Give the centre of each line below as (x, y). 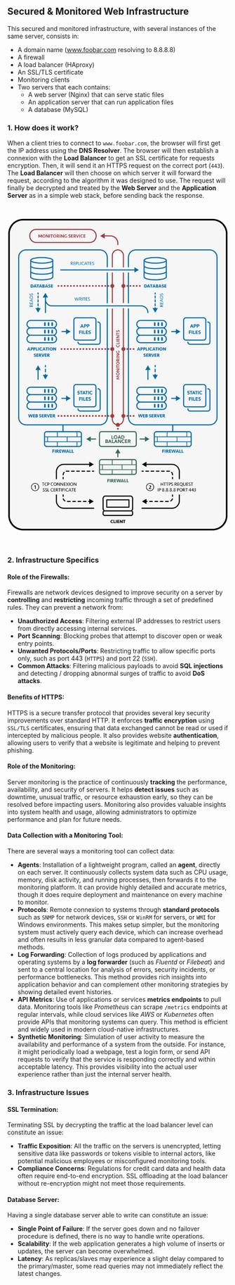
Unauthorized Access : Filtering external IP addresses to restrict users (119, 621)
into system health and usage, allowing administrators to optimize (102, 812)
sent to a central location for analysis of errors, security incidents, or (116, 970)
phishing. (21, 750)
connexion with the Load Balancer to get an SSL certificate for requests (111, 158)
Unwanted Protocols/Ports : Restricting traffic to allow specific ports (116, 651)
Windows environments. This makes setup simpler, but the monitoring (118, 924)
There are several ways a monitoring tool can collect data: (91, 851)
